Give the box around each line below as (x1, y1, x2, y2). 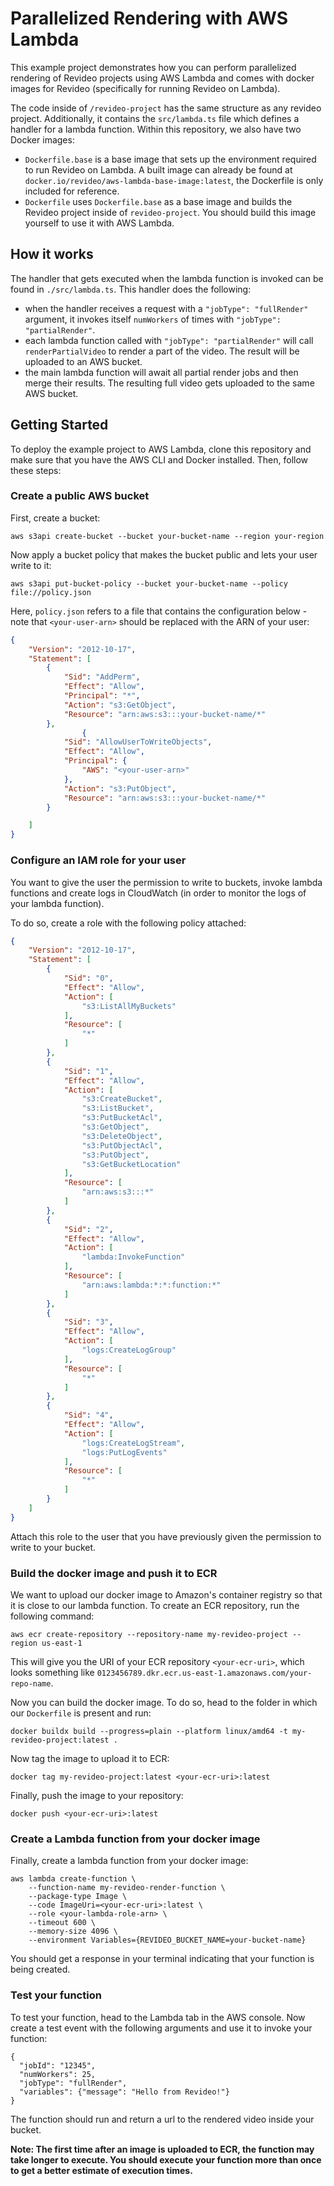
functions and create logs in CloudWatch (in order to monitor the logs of (10, 887, 307, 899)
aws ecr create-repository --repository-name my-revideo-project (10, 1629, 288, 1639)
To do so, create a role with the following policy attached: (10, 917, 247, 929)
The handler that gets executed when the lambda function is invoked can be (10, 272, 324, 284)
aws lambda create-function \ (10, 1874, 137, 1884)
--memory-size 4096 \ (28, 1927, 118, 1937)
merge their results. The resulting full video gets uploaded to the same (24, 377, 315, 389)
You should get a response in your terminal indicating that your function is (10, 1953, 315, 1965)
